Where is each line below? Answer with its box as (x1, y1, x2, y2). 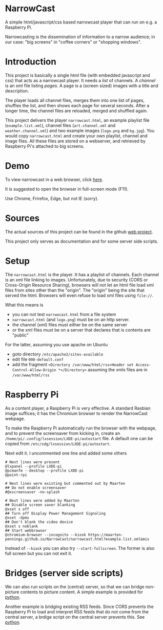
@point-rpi (5, 472, 27, 477)
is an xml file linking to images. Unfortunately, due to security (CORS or (5, 277, 148, 283)
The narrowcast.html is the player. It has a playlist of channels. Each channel (5, 271, 159, 277)
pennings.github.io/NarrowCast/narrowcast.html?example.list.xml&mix (5, 537, 150, 541)
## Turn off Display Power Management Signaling (5, 511, 106, 516)
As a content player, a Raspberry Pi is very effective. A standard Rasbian (5, 405, 151, 411)
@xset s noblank (5, 524, 38, 529)
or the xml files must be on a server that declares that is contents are (12, 327, 151, 333)
